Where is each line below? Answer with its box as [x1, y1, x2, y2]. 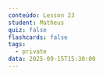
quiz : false [8, 26, 47, 34]
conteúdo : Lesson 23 [8, 11, 76, 20]
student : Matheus [8, 19, 65, 27]
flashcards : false [8, 33, 68, 41]
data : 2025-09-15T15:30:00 [8, 55, 96, 63]
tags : [8, 41, 26, 48]
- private [15, 48, 47, 55]
